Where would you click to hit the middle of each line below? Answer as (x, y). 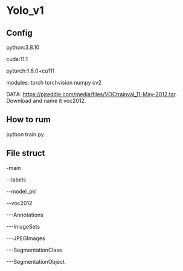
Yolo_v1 (25, 11)
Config (19, 33)
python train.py (25, 134)
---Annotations (25, 215)
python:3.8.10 (23, 47)
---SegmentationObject (36, 261)
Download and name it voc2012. (46, 101)
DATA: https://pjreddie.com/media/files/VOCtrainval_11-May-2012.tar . (91, 94)
